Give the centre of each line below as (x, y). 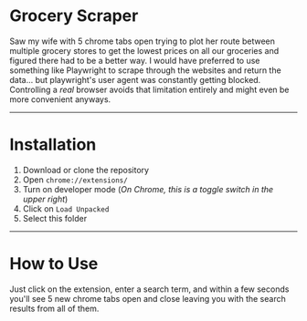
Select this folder (55, 218)
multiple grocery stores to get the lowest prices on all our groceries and (144, 50)
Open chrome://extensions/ (75, 180)
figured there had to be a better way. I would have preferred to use (135, 60)
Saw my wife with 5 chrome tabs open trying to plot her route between (143, 41)
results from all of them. (54, 308)
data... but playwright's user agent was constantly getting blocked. (135, 79)
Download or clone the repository (85, 170)
